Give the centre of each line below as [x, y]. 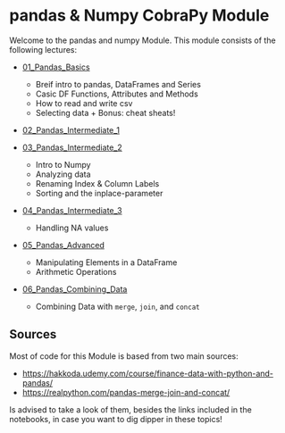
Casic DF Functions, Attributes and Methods [117, 94]
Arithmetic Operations [76, 271]
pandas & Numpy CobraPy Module [139, 16]
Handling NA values [72, 228]
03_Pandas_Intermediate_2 [72, 147]
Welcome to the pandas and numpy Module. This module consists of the [142, 40]
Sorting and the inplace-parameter [99, 193]
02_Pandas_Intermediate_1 [71, 129]
